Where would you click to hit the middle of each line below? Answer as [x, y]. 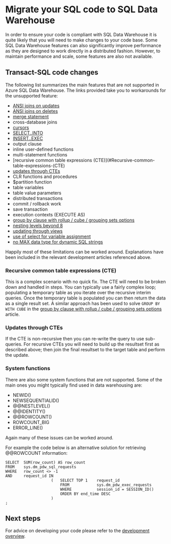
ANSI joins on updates [36, 106]
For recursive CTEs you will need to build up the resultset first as [92, 344]
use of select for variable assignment [52, 236]
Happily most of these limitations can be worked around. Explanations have [84, 252]
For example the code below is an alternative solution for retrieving [76, 448]
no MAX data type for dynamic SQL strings [58, 241]
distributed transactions [38, 198]
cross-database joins [35, 122]
